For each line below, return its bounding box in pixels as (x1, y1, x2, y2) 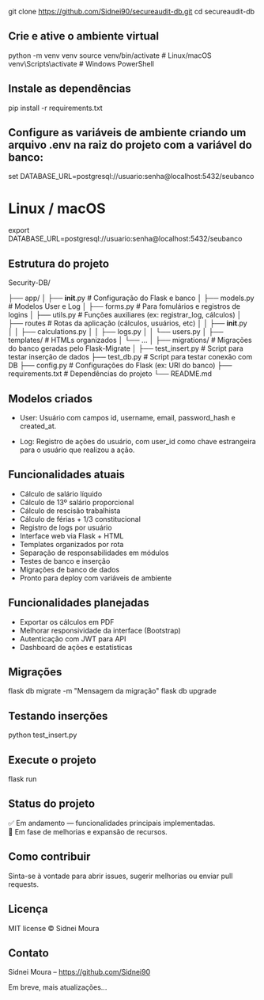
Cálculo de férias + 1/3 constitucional (19, 514, 141, 523)
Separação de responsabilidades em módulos (19, 548, 170, 557)
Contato (8, 946, 49, 960)
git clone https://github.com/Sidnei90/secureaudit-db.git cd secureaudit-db (8, 7, 255, 16)
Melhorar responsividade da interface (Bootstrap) (19, 625, 182, 635)
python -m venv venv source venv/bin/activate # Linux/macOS (8, 51, 212, 60)
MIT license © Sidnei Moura (8, 923, 100, 933)
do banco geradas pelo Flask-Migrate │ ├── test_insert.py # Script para (8, 344, 243, 353)
